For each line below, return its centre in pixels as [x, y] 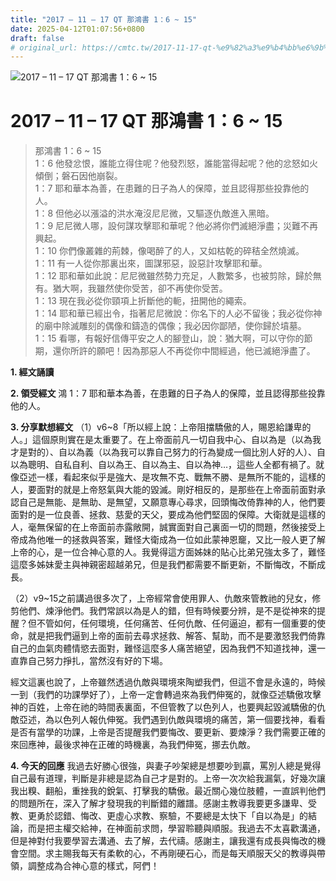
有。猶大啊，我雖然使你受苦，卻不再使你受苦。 [131, 288]
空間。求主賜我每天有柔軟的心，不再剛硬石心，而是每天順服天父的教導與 [167, 853]
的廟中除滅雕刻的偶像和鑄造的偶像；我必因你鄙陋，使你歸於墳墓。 [170, 326]
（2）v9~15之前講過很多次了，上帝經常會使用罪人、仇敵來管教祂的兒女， [161, 598]
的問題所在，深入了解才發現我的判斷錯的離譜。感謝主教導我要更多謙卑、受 [163, 803]
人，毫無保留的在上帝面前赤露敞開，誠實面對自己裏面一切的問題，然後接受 [163, 527]
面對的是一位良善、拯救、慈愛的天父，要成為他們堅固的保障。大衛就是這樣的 [168, 515]
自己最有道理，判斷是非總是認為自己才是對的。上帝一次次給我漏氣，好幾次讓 [168, 778]
